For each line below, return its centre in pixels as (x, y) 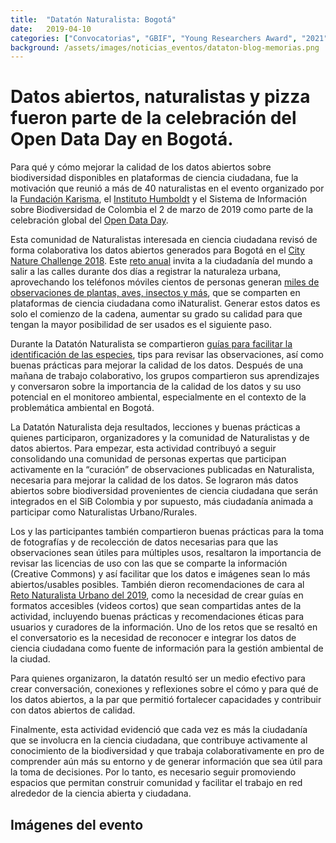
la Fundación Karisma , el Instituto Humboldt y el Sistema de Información (158, 199)
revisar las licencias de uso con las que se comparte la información (149, 563)
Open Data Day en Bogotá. (122, 139)
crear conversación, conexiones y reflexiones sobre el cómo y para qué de (164, 689)
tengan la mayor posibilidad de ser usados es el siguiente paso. (141, 325)
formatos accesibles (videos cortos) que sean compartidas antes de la (156, 606)
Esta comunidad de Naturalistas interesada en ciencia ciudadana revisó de (164, 240)
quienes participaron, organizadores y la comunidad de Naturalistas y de (160, 438)
